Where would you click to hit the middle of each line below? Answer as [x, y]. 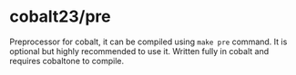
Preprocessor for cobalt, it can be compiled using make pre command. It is [148, 42]
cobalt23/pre [60, 17]
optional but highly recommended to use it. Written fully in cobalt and [139, 51]
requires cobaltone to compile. [67, 61]
